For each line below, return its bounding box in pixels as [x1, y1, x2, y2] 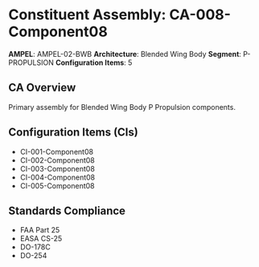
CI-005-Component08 [19, 180, 95, 190]
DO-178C [19, 242, 51, 252]
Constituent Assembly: [8, 6, 166, 24]
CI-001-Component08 [19, 147, 94, 156]
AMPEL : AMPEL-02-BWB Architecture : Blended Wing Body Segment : [8, 49, 241, 59]
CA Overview [8, 81, 76, 95]
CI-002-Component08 [19, 155, 95, 165]
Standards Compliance [8, 204, 126, 217]
